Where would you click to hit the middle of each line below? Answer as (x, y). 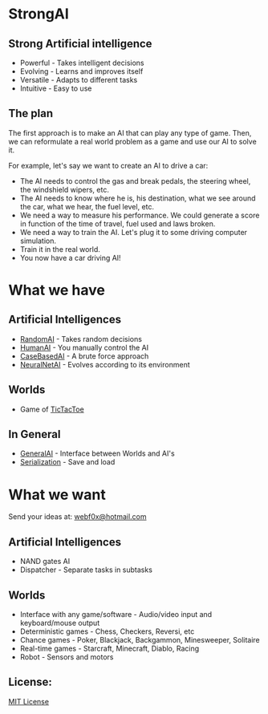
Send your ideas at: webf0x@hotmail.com (77, 517)
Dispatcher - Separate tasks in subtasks (86, 570)
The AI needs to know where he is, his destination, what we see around (138, 198)
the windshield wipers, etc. (65, 189)
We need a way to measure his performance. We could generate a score (140, 215)
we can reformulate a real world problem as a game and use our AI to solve (132, 141)
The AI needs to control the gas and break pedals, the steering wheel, (135, 181)
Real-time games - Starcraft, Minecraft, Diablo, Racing (110, 648)
